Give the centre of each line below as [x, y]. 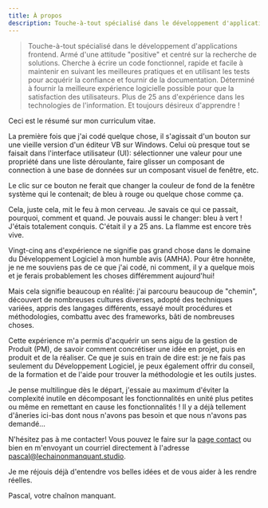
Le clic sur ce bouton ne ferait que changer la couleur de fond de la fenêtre [132, 185]
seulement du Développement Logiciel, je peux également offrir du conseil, [132, 366]
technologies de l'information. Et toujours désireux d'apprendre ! [134, 105]
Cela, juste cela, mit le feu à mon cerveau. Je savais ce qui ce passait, [123, 209]
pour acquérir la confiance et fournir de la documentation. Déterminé [141, 80]
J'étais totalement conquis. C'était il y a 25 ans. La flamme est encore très [130, 226]
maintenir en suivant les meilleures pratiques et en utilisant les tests [139, 71]
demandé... [27, 423]
